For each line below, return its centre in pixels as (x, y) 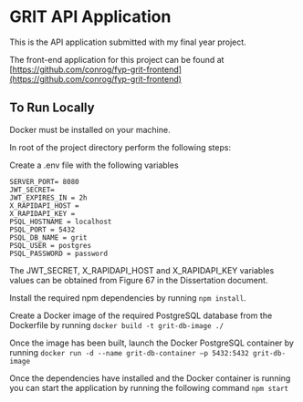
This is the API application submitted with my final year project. (128, 42)
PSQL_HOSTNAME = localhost (61, 222)
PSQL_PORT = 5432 (42, 230)
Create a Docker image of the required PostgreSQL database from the (141, 315)
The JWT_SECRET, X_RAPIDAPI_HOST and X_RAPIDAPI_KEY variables (142, 270)
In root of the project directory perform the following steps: (120, 147)
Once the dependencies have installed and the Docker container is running (150, 378)
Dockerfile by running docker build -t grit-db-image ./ (117, 325)
